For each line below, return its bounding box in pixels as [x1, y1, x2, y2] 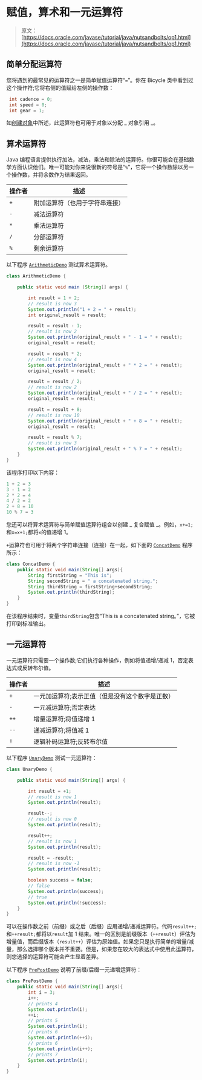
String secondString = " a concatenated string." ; [28, 578, 158, 584]
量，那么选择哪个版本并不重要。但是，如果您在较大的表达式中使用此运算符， [6, 945, 197, 953]
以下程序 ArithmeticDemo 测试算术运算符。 [6, 261, 111, 268]
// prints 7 [28, 1051, 59, 1058]
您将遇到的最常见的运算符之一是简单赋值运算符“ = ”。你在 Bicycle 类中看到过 [6, 76, 194, 84]
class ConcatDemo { [6, 561, 56, 568]
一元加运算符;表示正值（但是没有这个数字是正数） [33, 691, 175, 700]
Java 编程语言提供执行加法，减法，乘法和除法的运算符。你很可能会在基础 [6, 156, 189, 163]
